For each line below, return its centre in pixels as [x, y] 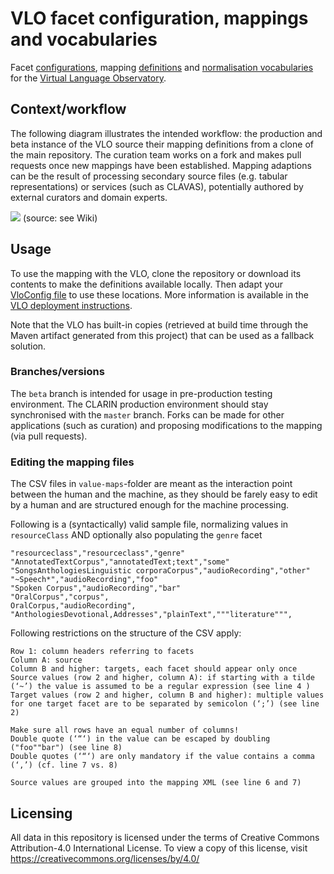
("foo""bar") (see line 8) [66, 748]
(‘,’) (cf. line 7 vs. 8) [64, 765]
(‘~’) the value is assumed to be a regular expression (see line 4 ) [160, 687]
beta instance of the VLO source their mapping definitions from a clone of [162, 144]
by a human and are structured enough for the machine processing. [150, 505]
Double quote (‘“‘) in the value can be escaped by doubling [140, 739]
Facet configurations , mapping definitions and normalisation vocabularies [162, 67]
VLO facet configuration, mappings [159, 18]
